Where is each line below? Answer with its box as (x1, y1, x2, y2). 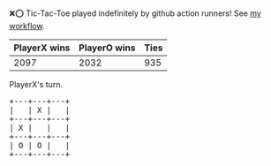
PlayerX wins (13, 41, 71, 54)
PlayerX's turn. (9, 79, 64, 89)
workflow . (9, 21, 45, 31)
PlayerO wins (79, 41, 136, 54)
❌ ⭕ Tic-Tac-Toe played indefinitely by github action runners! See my (9, 8, 262, 19)
